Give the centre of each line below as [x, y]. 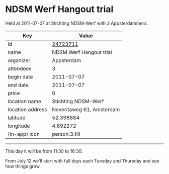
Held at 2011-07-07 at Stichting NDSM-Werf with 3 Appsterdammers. [77, 23]
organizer [19, 60]
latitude [17, 118]
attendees [20, 68]
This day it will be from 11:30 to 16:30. [44, 151]
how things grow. [23, 166]
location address [27, 109]
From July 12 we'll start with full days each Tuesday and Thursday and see [82, 161]
